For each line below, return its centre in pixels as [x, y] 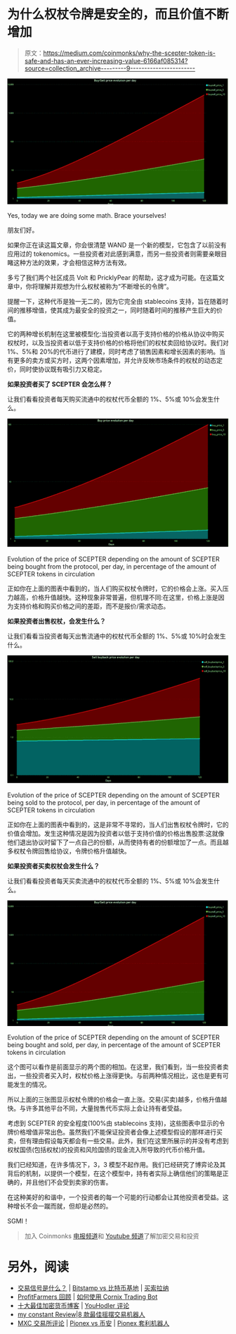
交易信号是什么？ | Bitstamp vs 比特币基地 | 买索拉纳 [93, 1287]
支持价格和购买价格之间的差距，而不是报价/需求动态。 [91, 606]
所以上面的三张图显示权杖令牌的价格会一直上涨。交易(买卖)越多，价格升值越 [117, 1099]
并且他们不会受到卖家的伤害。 [69, 1182]
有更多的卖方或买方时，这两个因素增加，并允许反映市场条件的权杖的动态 [112, 360]
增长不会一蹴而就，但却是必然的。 [63, 1206]
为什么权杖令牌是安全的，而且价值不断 [118, 14]
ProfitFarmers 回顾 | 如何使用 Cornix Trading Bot [87, 1297]
